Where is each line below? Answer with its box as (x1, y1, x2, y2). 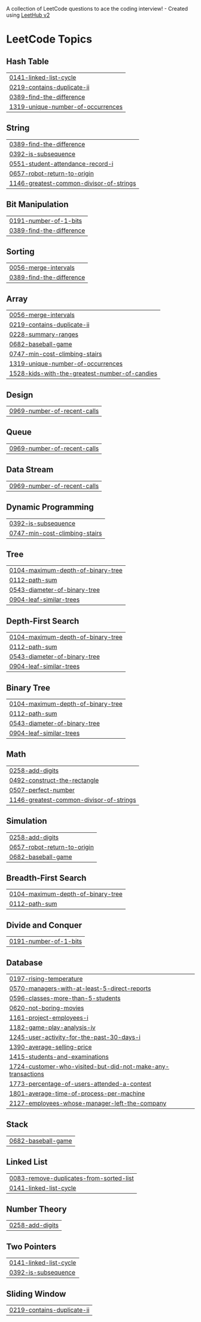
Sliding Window (6, 1288, 66, 1299)
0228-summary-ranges (9, 330, 79, 338)
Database (6, 957, 43, 968)
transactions (9, 1070, 44, 1078)
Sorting (6, 247, 35, 257)
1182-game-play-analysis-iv (9, 1023, 96, 1032)
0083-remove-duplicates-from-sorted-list (9, 1174, 134, 1182)
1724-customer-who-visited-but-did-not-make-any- (9, 1062, 169, 1071)
